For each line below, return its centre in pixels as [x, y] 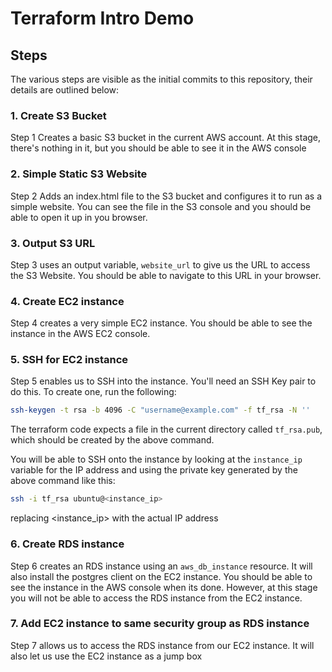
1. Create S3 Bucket [58, 115]
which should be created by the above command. [112, 440]
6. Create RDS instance [67, 544]
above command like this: [63, 481]
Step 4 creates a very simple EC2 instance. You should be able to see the [161, 323]
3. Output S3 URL [53, 243]
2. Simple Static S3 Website [79, 174]
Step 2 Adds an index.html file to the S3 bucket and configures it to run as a [166, 196]
